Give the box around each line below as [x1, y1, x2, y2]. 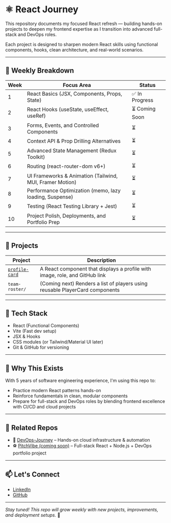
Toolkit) [27, 153, 45, 161]
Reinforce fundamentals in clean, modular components [12, 393, 128, 399]
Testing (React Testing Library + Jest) [27, 203, 118, 210]
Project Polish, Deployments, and [27, 212, 106, 219]
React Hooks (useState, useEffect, [27, 106, 109, 113]
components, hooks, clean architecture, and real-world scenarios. [5, 47, 144, 53]
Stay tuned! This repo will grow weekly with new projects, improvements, [5, 506, 159, 512]
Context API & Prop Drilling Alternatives [27, 138, 121, 145]
